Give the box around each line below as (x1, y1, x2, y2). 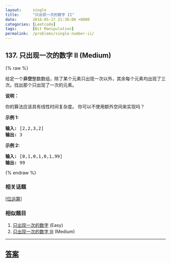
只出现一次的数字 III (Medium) (12, 228, 75, 235)
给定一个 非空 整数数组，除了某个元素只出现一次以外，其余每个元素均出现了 (5, 75, 161, 81)
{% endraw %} (5, 169, 37, 176)
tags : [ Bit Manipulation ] (5, 26, 74, 32)
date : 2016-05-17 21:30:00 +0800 (5, 17, 90, 22)
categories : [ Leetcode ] (5, 21, 56, 27)
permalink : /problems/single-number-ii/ (5, 31, 95, 36)
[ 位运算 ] (5, 196, 22, 202)
